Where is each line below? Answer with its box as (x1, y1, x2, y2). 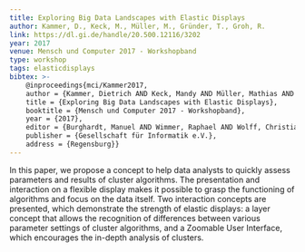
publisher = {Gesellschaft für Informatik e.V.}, (25, 131, 218, 141)
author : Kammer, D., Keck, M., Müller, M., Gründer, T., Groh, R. (9, 22, 266, 31)
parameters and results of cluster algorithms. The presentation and (9, 174, 261, 185)
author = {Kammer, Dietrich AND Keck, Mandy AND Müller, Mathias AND (25, 89, 295, 98)
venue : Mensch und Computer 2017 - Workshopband (9, 47, 197, 56)
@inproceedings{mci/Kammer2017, (25, 81, 148, 90)
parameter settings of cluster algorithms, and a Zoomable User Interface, (9, 222, 283, 233)
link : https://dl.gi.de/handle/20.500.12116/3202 (9, 30, 202, 39)
